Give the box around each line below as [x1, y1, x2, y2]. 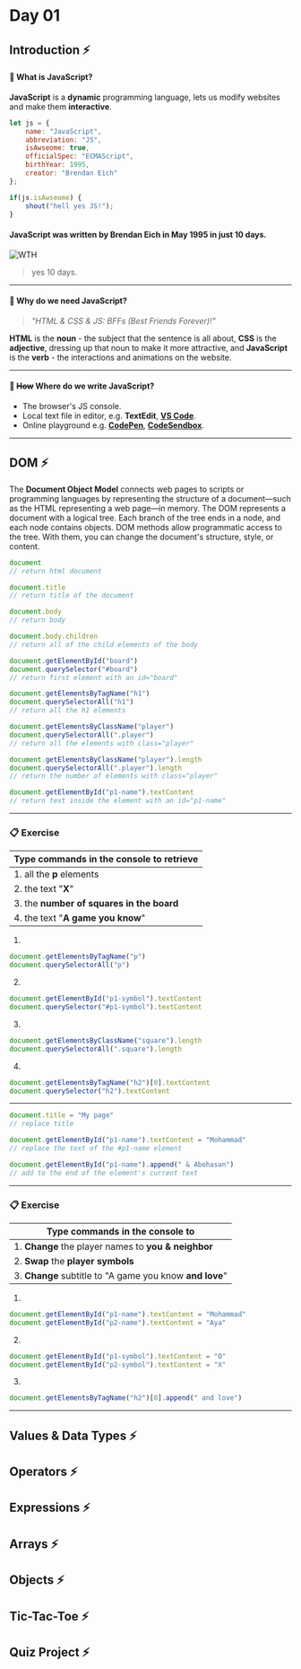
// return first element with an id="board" [9, 673, 178, 682]
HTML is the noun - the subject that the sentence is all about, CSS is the [9, 333, 278, 344]
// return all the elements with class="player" [9, 738, 194, 747]
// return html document [9, 566, 102, 575]
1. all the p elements [13, 868, 99, 880]
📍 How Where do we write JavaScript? [9, 380, 155, 391]
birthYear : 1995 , [25, 161, 90, 170]
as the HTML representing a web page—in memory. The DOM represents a [9, 502, 287, 513]
